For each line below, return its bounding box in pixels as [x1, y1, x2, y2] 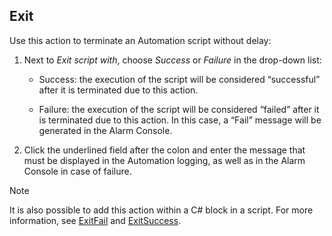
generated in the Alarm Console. [38, 124, 173, 136]
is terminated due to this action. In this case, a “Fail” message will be [38, 114, 322, 126]
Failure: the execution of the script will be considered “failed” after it [38, 103, 320, 115]
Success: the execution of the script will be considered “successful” [38, 73, 321, 85]
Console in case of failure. [23, 165, 132, 177]
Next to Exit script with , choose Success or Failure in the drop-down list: [23, 54, 322, 66]
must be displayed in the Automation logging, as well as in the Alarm [23, 154, 306, 166]
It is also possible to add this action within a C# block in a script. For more [9, 204, 314, 216]
